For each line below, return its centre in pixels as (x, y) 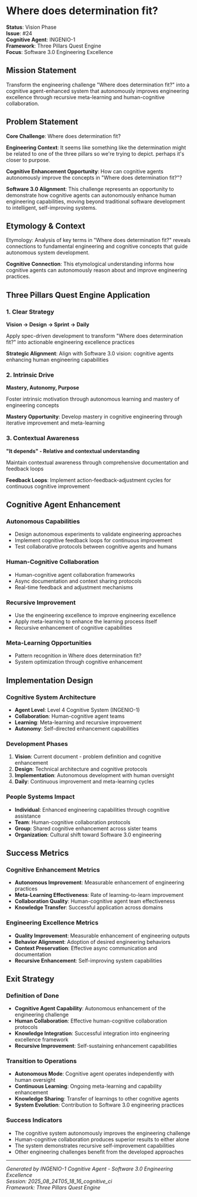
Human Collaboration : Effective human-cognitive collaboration (91, 1021)
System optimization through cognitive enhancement (78, 662)
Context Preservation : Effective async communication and (86, 948)
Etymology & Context (46, 226)
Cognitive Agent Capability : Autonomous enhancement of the (90, 1008)
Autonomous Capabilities (43, 521)
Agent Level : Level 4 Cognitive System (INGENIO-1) (77, 710)
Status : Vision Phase (31, 27)
